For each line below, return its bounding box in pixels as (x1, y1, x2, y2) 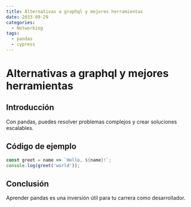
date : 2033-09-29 (6, 14, 49, 20)
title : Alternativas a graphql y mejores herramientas (6, 8, 143, 15)
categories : (6, 19, 35, 25)
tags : (6, 31, 19, 36)
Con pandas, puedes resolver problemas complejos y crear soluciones (6, 118, 177, 125)
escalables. (6, 124, 34, 131)
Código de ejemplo (6, 142, 76, 152)
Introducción (6, 102, 55, 112)
